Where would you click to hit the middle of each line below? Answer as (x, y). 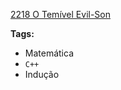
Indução (42, 74)
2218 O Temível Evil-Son (61, 14)
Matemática (49, 53)
